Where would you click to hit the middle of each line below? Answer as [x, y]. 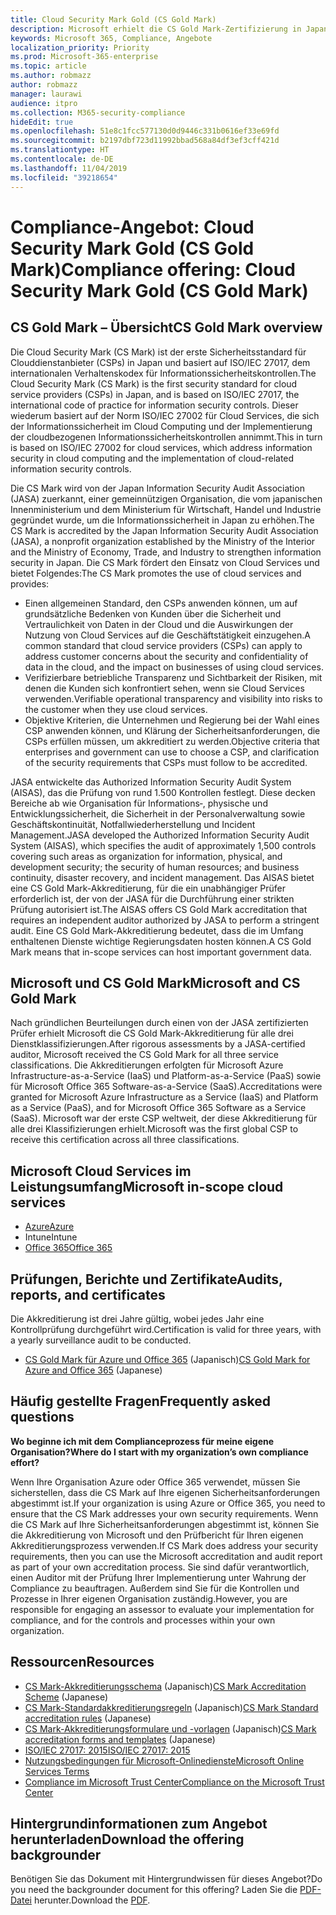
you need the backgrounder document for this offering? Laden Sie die [154, 1890]
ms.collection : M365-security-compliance [98, 112]
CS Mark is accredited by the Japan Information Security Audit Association [164, 530]
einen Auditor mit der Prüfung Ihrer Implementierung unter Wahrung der [158, 1577]
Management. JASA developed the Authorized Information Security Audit [160, 835]
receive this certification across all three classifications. [125, 1140]
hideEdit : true [42, 122]
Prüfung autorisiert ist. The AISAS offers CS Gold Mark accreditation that [159, 909]
